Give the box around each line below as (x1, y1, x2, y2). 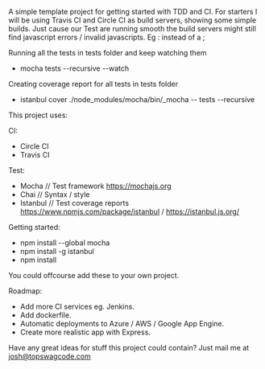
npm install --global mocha (19, 238, 110, 248)
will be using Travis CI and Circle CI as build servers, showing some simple (8, 15, 257, 25)
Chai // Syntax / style (19, 190, 90, 199)
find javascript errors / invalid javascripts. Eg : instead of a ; (8, 32, 205, 42)
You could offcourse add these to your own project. (8, 271, 180, 280)
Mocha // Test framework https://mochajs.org (19, 181, 172, 191)
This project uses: (8, 110, 68, 120)
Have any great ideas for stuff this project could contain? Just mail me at (8, 343, 250, 352)
